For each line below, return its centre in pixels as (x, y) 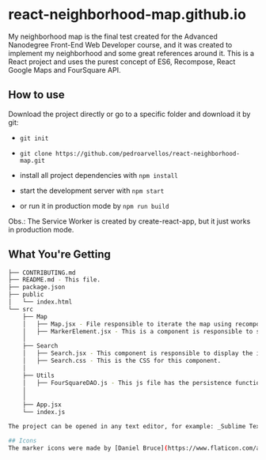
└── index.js (44, 413)
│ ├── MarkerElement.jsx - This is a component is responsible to (138, 331)
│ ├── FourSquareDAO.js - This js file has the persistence (127, 383)
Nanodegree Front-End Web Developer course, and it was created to (120, 44)
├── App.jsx (42, 405)
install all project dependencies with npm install (99, 175)
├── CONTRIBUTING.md (42, 273)
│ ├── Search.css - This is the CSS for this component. (122, 361)
